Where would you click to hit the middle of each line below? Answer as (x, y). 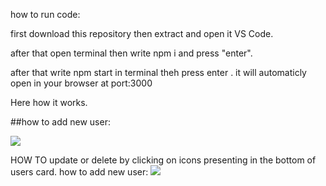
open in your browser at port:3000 (81, 83)
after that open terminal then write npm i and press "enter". (131, 53)
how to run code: (45, 14)
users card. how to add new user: (79, 172)
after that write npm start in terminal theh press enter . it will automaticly (158, 72)
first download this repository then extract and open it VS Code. (142, 33)
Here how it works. (49, 102)
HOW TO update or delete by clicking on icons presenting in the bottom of (163, 160)
